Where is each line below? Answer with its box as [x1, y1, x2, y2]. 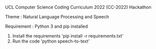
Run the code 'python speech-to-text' [12, 38, 90, 44]
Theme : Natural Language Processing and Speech [5, 14, 109, 19]
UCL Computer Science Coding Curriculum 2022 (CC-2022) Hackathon [5, 4, 152, 10]
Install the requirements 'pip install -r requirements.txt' [12, 33, 124, 39]
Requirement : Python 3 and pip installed [5, 23, 88, 29]
